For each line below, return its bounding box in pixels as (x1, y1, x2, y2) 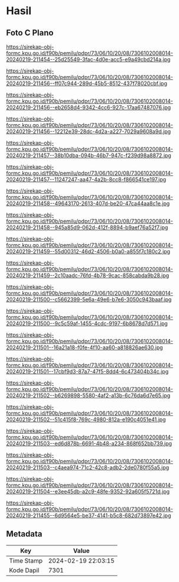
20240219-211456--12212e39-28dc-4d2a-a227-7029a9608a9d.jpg (6, 128, 171, 135)
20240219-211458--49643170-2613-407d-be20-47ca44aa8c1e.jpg (6, 200, 170, 207)
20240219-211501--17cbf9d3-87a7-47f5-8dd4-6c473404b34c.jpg (6, 368, 169, 375)
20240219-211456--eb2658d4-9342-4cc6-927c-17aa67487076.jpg (6, 104, 171, 110)
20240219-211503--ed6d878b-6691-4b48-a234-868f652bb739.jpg (6, 440, 173, 447)
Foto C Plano (6, 28, 54, 38)
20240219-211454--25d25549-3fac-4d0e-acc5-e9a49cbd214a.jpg (6, 56, 171, 63)
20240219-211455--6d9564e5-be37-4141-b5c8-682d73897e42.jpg (6, 512, 171, 519)
